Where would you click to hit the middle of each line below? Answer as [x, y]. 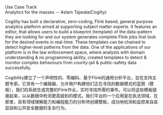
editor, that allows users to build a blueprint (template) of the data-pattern [79, 32]
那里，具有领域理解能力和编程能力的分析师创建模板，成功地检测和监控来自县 [81, 102]
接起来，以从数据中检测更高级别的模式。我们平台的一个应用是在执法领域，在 [81, 96]
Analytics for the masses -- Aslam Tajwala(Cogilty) [56, 12]
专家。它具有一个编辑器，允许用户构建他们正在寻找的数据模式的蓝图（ [79, 84]
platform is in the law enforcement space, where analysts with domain [75, 52]
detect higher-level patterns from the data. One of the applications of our [78, 47]
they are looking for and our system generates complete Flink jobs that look [81, 37]
